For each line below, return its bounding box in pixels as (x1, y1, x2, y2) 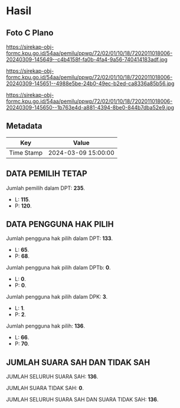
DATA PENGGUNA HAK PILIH (6, 219, 114, 229)
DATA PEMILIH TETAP (6, 169, 87, 179)
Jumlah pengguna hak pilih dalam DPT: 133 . (6, 235, 113, 242)
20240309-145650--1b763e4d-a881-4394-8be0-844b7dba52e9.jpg (6, 104, 174, 111)
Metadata (6, 121, 42, 131)
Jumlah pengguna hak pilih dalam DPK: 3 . (6, 293, 108, 300)
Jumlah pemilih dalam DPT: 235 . (6, 184, 86, 192)
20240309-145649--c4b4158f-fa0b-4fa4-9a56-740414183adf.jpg (6, 56, 168, 63)
